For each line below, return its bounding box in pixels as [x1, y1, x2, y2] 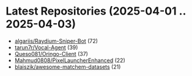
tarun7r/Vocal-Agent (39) [14, 44, 78, 51]
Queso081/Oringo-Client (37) [14, 50, 88, 57]
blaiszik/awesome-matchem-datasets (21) [14, 63, 121, 71]
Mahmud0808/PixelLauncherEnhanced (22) [14, 57, 126, 64]
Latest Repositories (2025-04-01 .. [6, 4, 186, 18]
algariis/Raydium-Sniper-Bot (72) [14, 37, 98, 44]
